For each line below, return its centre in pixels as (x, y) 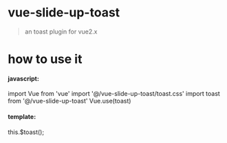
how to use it (45, 59)
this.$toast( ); (26, 132)
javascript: (24, 78)
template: (22, 116)
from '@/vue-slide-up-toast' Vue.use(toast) (69, 101)
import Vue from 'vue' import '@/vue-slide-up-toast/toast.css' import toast (114, 94)
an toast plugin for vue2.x (61, 31)
